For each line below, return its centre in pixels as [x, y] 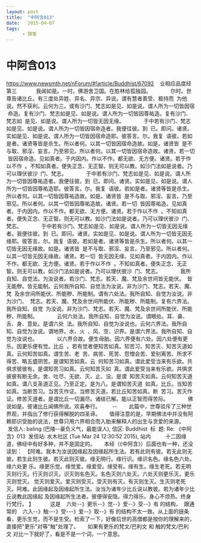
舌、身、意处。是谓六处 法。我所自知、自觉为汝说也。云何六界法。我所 [94, 324]
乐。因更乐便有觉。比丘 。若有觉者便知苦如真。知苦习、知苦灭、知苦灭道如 [99, 347]
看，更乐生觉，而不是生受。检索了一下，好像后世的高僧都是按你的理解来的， [100, 519]
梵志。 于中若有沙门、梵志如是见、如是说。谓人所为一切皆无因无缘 [97, 226]
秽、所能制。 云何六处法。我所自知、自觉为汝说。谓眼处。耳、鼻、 [97, 317]
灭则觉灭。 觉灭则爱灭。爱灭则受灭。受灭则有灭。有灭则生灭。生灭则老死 [96, 482]
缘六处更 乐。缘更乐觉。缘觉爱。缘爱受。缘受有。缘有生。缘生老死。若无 [96, 467]
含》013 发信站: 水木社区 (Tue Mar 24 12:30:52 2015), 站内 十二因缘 [96, 437]
